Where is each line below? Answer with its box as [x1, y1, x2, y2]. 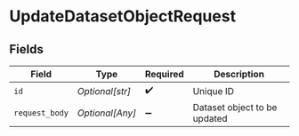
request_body [13, 108, 69, 117]
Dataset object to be [192, 101, 278, 113]
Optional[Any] [77, 107, 136, 119]
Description [213, 68, 265, 80]
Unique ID [192, 84, 234, 97]
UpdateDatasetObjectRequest [9, 6, 237, 27]
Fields [9, 42, 44, 57]
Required [144, 68, 184, 80]
